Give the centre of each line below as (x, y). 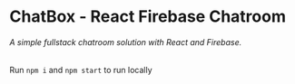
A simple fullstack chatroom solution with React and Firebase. (126, 42)
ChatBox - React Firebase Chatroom (147, 17)
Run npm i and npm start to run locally (81, 70)
